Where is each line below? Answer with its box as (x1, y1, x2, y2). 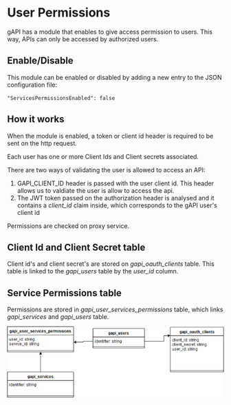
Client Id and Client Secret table (7, 241, 146, 253)
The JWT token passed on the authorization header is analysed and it (16, 194, 214, 202)
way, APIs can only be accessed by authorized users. (7, 34, 159, 43)
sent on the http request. (7, 139, 78, 147)
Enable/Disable (7, 55, 74, 67)
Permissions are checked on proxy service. (7, 222, 130, 230)
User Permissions (7, 5, 111, 21)
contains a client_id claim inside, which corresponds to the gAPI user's (16, 201, 218, 209)
